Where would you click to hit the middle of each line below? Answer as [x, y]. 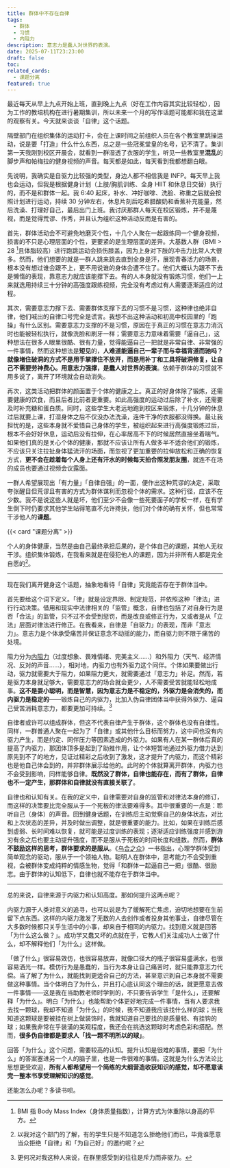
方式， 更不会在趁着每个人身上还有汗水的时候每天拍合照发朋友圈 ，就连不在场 [115, 459]
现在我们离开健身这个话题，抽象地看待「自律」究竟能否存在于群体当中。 [109, 584]
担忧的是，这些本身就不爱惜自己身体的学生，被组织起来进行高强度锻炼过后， [115, 425]
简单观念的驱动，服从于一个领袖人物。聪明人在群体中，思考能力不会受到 [109, 857]
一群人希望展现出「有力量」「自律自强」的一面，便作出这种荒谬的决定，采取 [114, 482]
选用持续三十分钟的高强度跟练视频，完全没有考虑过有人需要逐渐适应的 [118, 284]
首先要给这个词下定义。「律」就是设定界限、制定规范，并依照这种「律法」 [111, 599]
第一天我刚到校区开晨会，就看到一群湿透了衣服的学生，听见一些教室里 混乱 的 [115, 153]
